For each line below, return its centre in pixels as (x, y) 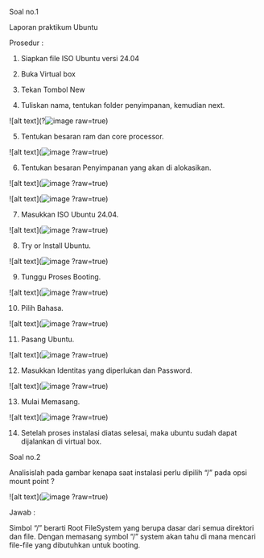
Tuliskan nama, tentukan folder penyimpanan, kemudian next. (123, 105)
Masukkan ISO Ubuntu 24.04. (70, 214)
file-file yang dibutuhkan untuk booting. (75, 545)
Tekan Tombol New (53, 89)
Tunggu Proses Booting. (61, 277)
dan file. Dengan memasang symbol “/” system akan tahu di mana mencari (132, 536)
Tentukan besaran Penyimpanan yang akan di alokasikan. (116, 167)
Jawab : (22, 512)
